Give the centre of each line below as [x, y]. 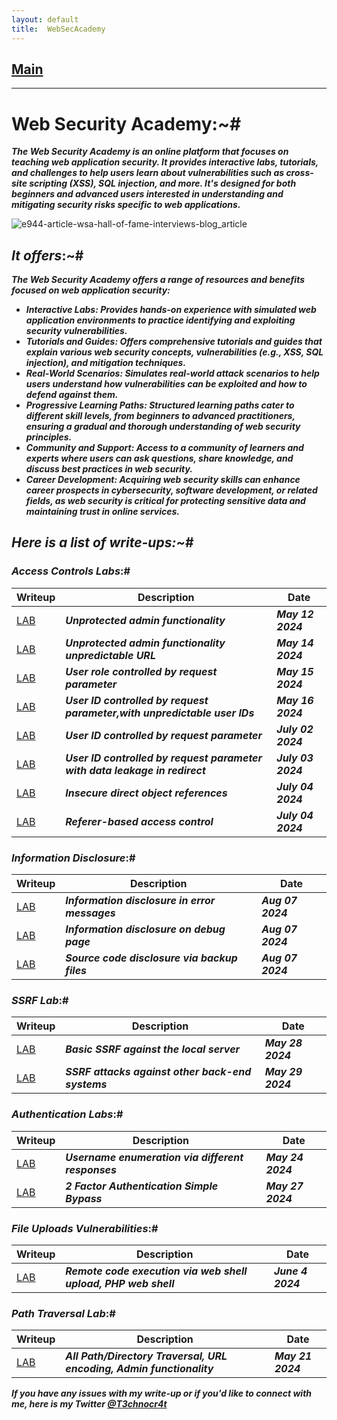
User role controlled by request [141, 671]
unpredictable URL [110, 655]
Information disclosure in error [140, 901]
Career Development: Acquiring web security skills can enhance [163, 480]
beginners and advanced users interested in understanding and [147, 194]
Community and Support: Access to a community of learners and [164, 448]
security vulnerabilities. [76, 331]
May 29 [283, 1072]
